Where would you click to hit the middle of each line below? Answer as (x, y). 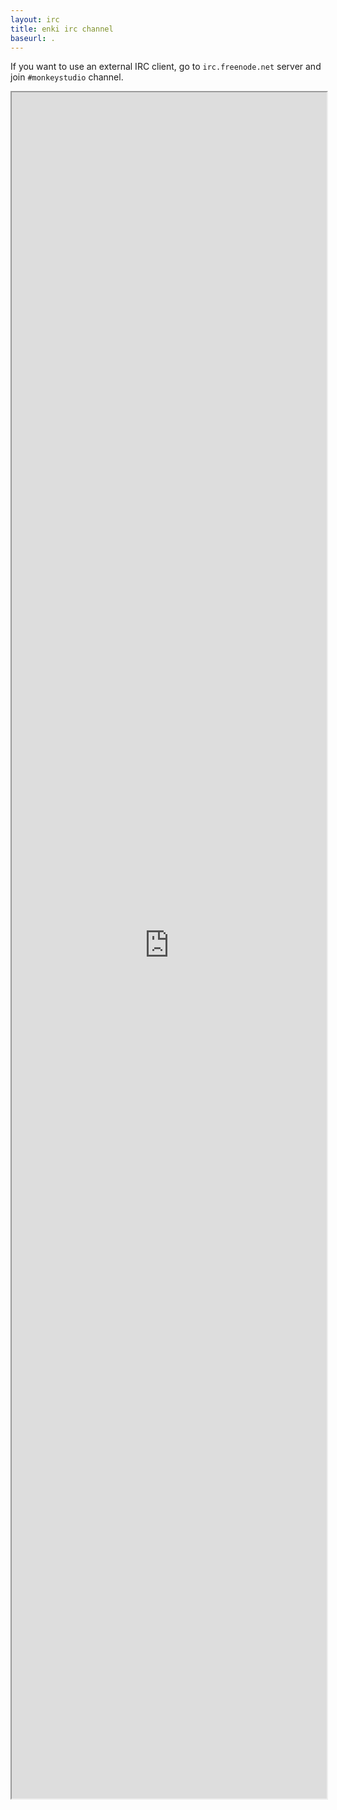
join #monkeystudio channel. (67, 77)
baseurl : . (33, 38)
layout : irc (35, 19)
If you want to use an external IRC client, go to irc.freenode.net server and (166, 67)
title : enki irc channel (62, 29)
